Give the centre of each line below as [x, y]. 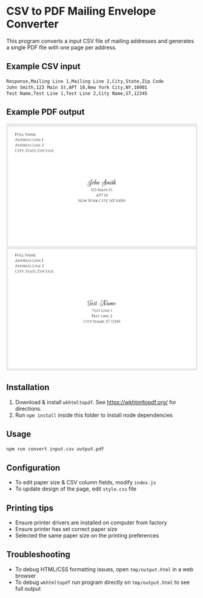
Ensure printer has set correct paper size [66, 529]
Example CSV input [43, 67]
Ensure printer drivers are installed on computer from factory [91, 523]
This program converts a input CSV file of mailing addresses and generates [100, 41]
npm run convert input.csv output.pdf [55, 449]
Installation [28, 387]
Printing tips [30, 508]
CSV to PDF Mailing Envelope [81, 11]
